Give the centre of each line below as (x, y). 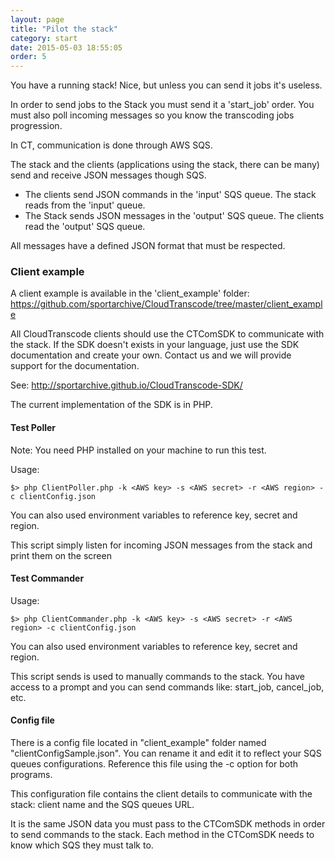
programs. (31, 775)
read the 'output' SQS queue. (85, 227)
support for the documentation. (75, 366)
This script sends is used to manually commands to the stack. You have (158, 676)
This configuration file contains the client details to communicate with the (161, 794)
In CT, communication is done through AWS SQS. (111, 145)
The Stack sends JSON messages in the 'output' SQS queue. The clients (174, 216)
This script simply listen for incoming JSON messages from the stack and (161, 545)
